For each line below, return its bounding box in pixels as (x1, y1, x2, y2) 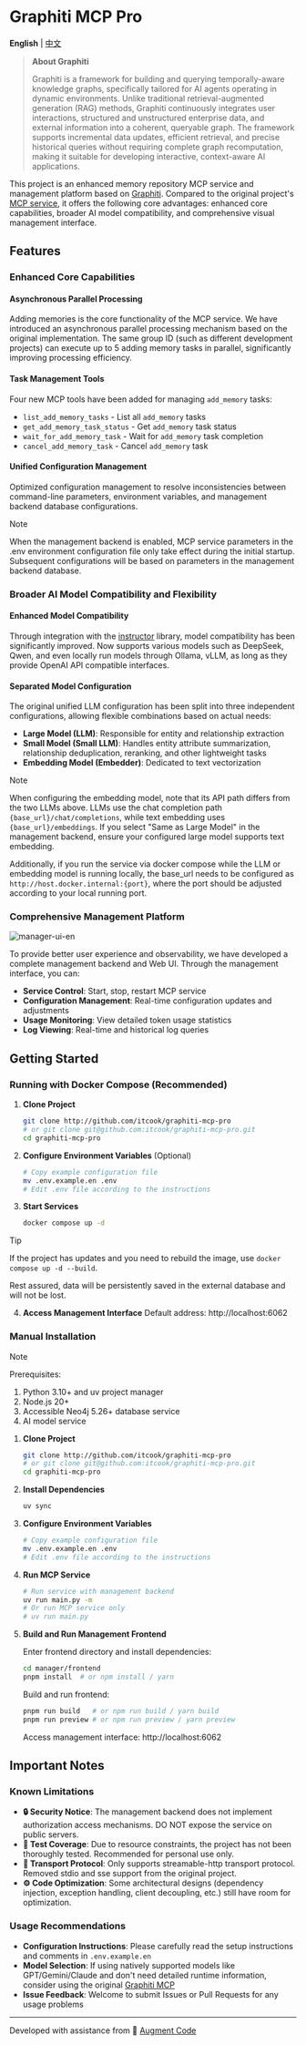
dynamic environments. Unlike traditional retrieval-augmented (31, 93, 264, 104)
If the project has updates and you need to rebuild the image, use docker (9, 1253, 281, 1264)
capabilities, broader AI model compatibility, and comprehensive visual (9, 207, 275, 218)
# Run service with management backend (22, 1587, 175, 1596)
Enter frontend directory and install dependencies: (22, 1647, 212, 1658)
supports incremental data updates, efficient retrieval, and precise (31, 131, 280, 142)
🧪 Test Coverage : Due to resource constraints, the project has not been (22, 1839, 291, 1850)
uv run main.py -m (22, 1595, 93, 1605)
